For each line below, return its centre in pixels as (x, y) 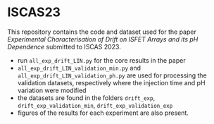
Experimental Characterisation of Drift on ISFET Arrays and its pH (103, 39)
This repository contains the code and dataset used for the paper (102, 32)
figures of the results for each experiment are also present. (103, 113)
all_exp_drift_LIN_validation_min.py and (79, 68)
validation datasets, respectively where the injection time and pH (111, 82)
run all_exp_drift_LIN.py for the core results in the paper (101, 60)
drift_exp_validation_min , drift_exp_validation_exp (95, 105)
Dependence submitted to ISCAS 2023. (64, 46)
